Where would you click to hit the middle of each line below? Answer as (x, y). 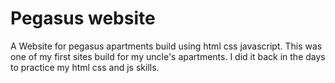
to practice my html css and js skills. (85, 67)
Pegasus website (83, 18)
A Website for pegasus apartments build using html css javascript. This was (166, 46)
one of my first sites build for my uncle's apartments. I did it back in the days (168, 56)
